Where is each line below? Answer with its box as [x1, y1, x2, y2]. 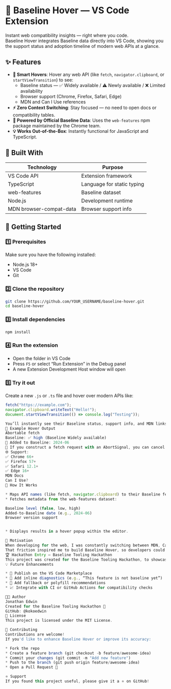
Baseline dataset [81, 188, 121, 196]
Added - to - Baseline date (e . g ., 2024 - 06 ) [5, 510, 93, 516]
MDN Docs [5, 473, 24, 478]
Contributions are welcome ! [5, 632, 65, 637]
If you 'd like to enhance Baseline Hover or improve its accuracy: [5, 637, 152, 642]
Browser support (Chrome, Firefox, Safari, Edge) [20, 93, 122, 99]
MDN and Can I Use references [20, 99, 86, 105]
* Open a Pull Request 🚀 [5, 665, 58, 670]
